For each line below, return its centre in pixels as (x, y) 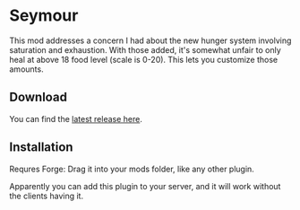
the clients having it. (46, 196)
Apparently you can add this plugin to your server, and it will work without (145, 186)
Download (38, 97)
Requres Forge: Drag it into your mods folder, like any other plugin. (132, 169)
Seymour (44, 16)
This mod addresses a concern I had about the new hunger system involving (150, 40)
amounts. (26, 69)
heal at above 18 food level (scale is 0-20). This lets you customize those (144, 59)
